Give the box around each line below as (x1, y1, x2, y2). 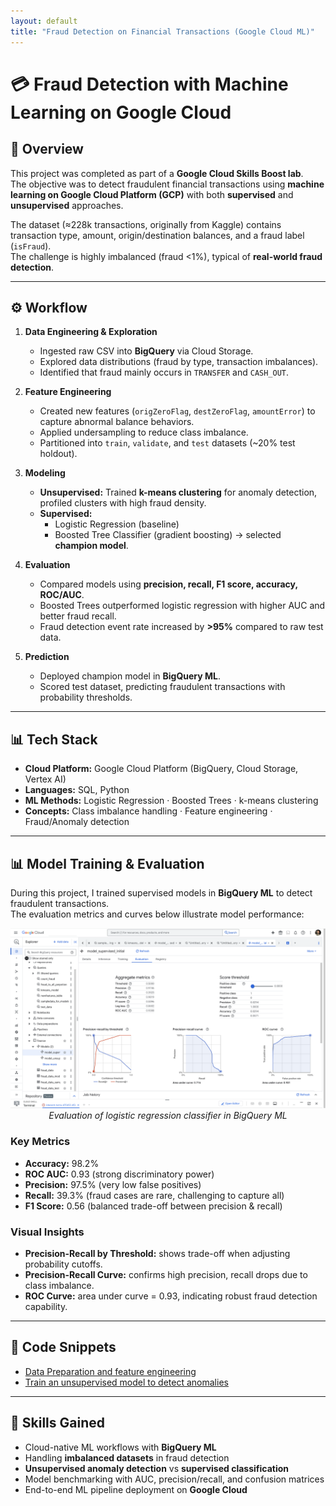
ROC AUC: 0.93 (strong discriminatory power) (24, 1168, 215, 1180)
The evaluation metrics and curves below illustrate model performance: (10, 908, 305, 920)
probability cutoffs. (24, 1258, 103, 1270)
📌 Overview (10, 141, 84, 158)
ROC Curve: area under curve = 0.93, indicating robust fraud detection (24, 1290, 318, 1302)
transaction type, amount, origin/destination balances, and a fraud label (10, 229, 305, 241)
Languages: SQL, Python (24, 784, 130, 796)
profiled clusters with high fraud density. (39, 497, 207, 509)
